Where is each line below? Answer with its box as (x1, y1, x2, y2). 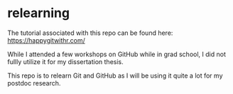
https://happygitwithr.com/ (7, 36, 85, 44)
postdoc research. (7, 78, 61, 87)
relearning (7, 5, 70, 21)
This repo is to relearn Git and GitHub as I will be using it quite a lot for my (7, 71, 223, 80)
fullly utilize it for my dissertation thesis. (7, 57, 124, 66)
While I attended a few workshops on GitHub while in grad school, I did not (7, 50, 226, 58)
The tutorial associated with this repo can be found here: (7, 28, 173, 37)
